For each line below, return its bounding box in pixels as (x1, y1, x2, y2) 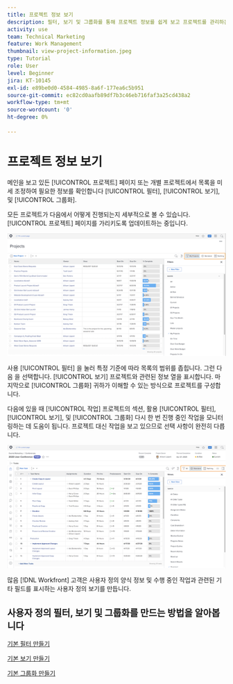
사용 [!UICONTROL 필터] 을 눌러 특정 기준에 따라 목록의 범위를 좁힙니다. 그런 (7, 364, 215, 373)
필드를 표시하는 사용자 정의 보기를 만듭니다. (14, 585, 132, 593)
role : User (7, 62, 39, 69)
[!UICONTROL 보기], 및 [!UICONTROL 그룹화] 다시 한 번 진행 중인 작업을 (7, 413, 205, 422)
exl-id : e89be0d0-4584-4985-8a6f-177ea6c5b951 (7, 84, 144, 92)
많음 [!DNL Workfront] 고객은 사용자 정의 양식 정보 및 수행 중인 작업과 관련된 (7, 576, 215, 584)
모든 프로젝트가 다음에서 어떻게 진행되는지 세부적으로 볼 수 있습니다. (7, 210, 191, 219)
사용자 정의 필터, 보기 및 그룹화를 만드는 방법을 (7, 607, 193, 619)
